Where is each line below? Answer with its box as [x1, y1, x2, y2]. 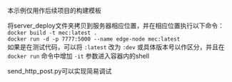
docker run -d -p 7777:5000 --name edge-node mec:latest [7, 36, 181, 43]
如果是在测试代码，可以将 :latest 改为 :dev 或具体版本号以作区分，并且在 [7, 43, 225, 51]
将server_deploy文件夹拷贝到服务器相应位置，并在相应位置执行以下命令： [7, 21, 225, 30]
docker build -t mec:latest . [7, 29, 98, 36]
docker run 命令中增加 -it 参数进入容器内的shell [7, 52, 150, 60]
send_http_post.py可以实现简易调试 [7, 67, 112, 75]
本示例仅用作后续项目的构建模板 [7, 6, 101, 14]
